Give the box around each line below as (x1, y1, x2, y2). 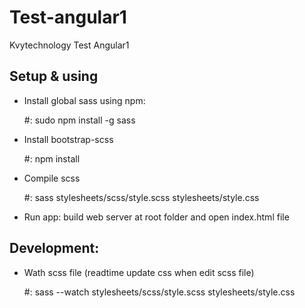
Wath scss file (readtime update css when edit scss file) (23, 266, 255, 278)
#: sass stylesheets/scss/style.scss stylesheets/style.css (23, 191, 260, 203)
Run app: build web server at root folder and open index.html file (23, 211, 290, 223)
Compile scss (23, 172, 81, 184)
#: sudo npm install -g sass (23, 114, 136, 126)
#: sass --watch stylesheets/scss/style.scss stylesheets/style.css (23, 286, 296, 298)
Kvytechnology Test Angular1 (9, 39, 130, 51)
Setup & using (9, 68, 99, 85)
